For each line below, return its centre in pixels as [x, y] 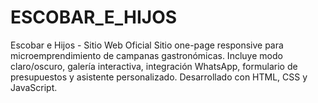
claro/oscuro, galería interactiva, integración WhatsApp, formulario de [154, 66]
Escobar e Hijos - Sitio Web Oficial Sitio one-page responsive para [147, 45]
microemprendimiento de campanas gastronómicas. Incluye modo [146, 55]
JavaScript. [34, 87]
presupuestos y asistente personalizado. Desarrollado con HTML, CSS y [159, 77]
